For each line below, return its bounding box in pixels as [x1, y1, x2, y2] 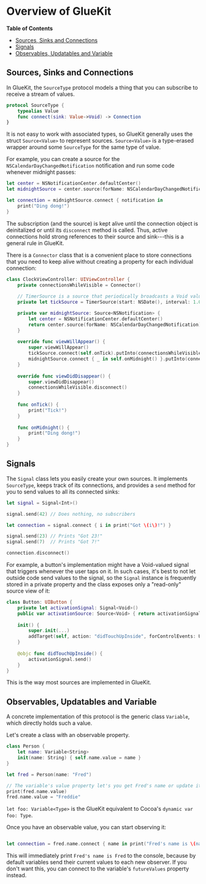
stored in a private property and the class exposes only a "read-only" [6, 581, 181, 588]
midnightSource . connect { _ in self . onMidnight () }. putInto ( [28, 356, 188, 362]
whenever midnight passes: [6, 168, 77, 176]
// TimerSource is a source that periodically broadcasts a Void [17, 293, 188, 299]
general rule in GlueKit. [6, 239, 64, 247]
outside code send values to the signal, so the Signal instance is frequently [6, 574, 197, 582]
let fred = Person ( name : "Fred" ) [6, 772, 92, 778]
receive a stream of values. [6, 90, 75, 98]
